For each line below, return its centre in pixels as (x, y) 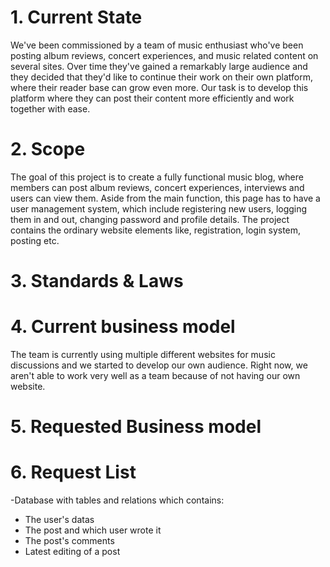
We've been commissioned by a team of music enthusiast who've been (157, 45)
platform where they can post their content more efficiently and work (152, 98)
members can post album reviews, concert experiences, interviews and (157, 187)
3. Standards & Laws (97, 281)
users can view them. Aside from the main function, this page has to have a (165, 198)
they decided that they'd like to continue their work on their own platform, (161, 77)
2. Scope (48, 149)
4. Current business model (123, 327)
